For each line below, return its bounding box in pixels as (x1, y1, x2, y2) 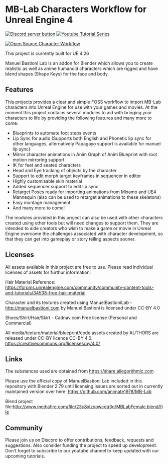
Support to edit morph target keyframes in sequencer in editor (12, 173, 141, 179)
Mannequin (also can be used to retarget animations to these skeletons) (12, 194, 161, 200)
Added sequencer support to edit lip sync (12, 183, 99, 189)
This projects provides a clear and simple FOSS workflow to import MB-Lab (5, 99, 161, 105)
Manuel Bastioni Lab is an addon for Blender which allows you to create (5, 60, 153, 66)
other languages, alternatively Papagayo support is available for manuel (12, 140, 161, 146)
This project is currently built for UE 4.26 (5, 50, 89, 56)
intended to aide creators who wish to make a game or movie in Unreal (5, 225, 151, 231)
